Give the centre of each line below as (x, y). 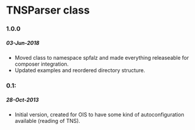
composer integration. (42, 64)
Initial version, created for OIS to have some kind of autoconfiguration (99, 114)
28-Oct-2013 (22, 100)
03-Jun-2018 (23, 43)
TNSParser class (48, 10)
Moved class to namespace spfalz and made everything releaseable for (102, 58)
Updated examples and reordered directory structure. (80, 70)
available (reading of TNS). (48, 121)
